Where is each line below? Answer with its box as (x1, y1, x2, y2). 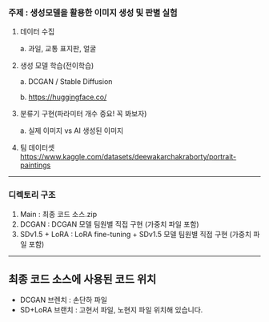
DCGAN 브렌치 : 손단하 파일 (19, 295, 108, 305)
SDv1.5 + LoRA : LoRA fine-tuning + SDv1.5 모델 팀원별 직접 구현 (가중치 (19, 229, 252, 239)
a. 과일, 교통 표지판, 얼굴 (19, 44, 97, 54)
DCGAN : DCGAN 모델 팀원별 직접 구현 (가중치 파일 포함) (19, 219, 199, 229)
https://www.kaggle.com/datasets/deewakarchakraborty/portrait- (19, 152, 237, 162)
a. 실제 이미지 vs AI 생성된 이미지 (19, 126, 124, 135)
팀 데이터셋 (19, 143, 55, 153)
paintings (19, 160, 51, 170)
